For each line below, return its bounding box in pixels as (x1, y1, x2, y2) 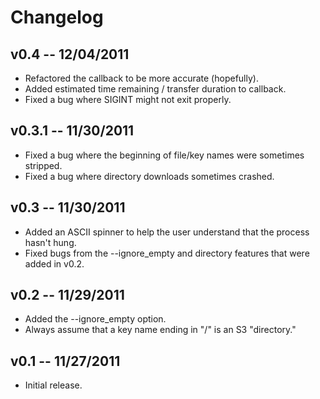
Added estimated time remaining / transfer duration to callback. (24, 83, 287, 95)
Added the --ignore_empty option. (24, 313, 167, 325)
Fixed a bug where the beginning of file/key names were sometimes (24, 149, 305, 161)
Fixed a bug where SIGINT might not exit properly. (24, 94, 232, 105)
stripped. (24, 159, 63, 171)
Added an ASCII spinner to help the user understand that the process (24, 226, 310, 238)
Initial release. (24, 379, 83, 391)
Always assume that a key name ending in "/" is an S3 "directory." (24, 324, 297, 336)
